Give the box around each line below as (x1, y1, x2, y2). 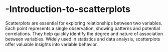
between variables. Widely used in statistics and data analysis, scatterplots (5, 36, 160, 42)
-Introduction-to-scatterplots (5, 3, 130, 15)
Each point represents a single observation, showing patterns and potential (5, 25, 160, 31)
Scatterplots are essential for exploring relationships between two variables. (5, 20, 162, 26)
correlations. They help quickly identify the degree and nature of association (5, 30, 163, 36)
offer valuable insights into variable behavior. (5, 41, 98, 47)
